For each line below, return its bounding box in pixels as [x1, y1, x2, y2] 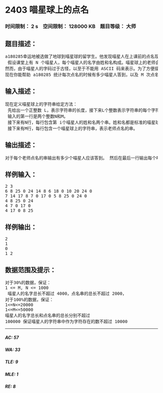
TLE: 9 [5, 359, 18, 365]
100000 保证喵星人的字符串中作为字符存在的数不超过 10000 [5, 319, 128, 324]
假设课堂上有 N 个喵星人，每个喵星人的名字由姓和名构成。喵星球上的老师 [7, 59, 156, 65]
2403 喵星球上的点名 [5, 4, 89, 16]
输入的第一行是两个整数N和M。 [7, 113, 68, 119]
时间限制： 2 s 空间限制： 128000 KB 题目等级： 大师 [5, 23, 136, 30]
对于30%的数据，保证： [5, 280, 51, 285]
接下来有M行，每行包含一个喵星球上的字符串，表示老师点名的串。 [7, 125, 138, 131]
